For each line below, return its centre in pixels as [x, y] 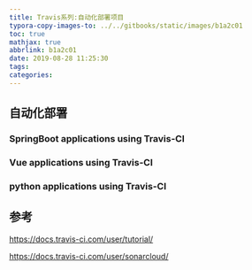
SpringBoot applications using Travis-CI [97, 139]
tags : [19, 67]
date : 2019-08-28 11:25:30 [59, 58]
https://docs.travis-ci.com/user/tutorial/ [81, 239]
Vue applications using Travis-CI [81, 162]
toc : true [27, 34]
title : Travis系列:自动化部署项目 [67, 17]
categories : [31, 75]
